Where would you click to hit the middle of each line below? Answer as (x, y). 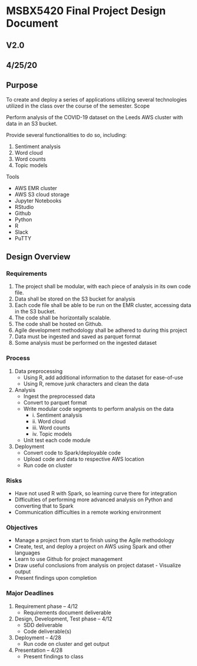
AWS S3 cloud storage (42, 194)
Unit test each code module (57, 440)
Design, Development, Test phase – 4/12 (64, 619)
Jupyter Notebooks (38, 200)
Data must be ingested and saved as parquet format (78, 337)
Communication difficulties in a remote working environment (88, 512)
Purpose (22, 85)
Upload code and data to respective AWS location (84, 459)
